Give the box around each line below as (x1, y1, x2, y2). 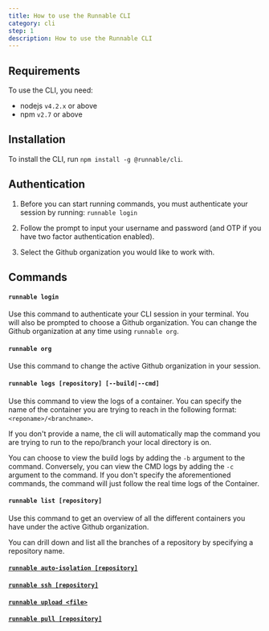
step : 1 (8, 27, 35, 35)
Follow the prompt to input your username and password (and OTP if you (19, 223, 262, 233)
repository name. (8, 546, 65, 555)
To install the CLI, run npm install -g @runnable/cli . (8, 154, 183, 163)
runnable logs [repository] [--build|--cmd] (8, 380, 160, 388)
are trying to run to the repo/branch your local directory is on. (8, 437, 212, 447)
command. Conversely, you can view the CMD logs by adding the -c (8, 461, 234, 471)
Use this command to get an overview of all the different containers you (8, 513, 246, 523)
